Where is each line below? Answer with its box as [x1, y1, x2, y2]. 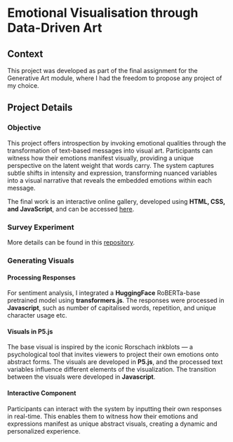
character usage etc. [7, 311, 67, 320]
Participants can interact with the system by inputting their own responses [7, 404, 222, 412]
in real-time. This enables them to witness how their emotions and [7, 412, 199, 420]
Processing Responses [7, 273, 76, 282]
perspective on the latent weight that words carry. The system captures [7, 161, 214, 169]
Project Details [7, 102, 73, 114]
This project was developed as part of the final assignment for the [7, 67, 198, 74]
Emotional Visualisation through [7, 5, 199, 21]
